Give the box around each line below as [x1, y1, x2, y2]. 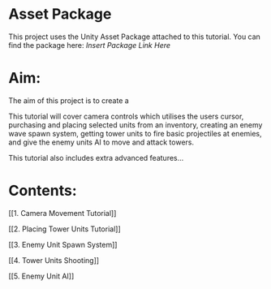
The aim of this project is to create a [8, 95, 130, 106]
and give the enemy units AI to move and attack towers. [8, 137, 195, 147]
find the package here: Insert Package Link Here [8, 40, 171, 50]
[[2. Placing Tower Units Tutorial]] [8, 224, 121, 234]
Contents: [8, 182, 77, 200]
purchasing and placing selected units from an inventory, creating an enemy [8, 119, 263, 130]
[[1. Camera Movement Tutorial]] [8, 208, 117, 218]
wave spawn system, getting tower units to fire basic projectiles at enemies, [8, 128, 262, 138]
